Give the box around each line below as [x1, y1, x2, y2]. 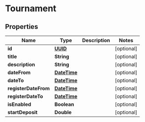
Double [54, 109, 72, 116]
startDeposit [7, 109, 38, 116]
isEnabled [7, 101, 31, 108]
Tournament [5, 3, 57, 14]
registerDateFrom [7, 85, 50, 92]
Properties [5, 23, 38, 31]
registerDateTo [7, 93, 43, 99]
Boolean [54, 101, 75, 108]
